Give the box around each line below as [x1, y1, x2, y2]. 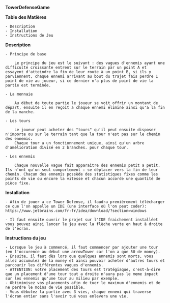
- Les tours [5, 118, 31, 124]
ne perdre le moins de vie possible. [5, 285, 86, 290]
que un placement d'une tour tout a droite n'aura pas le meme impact [5, 271, 158, 277]
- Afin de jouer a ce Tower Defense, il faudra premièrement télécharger [5, 199, 165, 204]
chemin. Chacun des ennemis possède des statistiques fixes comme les [5, 172, 158, 177]
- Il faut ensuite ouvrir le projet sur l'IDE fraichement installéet [5, 217, 158, 222]
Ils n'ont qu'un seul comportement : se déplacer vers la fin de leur [5, 167, 158, 172]
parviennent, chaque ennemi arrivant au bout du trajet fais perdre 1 [5, 74, 158, 79]
